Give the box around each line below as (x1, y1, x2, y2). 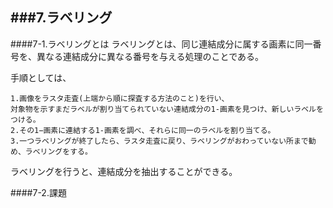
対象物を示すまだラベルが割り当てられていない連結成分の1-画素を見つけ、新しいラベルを (10, 104, 324, 114)
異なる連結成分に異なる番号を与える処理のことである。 (36, 50, 265, 62)
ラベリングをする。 (24, 146, 93, 157)
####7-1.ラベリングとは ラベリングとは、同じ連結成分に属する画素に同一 (10, 38, 313, 50)
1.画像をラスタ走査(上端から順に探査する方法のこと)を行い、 (10, 93, 230, 103)
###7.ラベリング (10, 9, 113, 27)
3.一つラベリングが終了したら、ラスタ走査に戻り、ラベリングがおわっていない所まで (10, 136, 309, 146)
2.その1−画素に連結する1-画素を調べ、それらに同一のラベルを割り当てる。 (10, 125, 276, 135)
